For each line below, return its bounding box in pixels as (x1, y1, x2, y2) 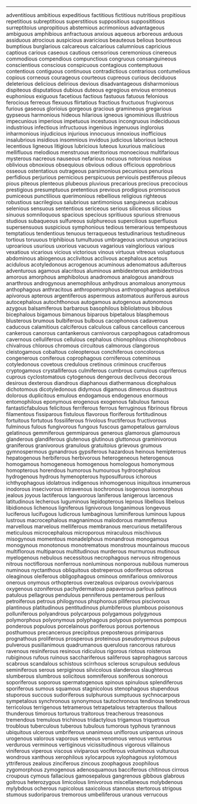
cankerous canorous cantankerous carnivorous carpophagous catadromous (6, 330, 190, 336)
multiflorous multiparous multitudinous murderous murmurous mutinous (6, 548, 180, 555)
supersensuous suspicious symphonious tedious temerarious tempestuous (6, 224, 188, 231)
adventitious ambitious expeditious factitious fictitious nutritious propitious (6, 12, 186, 18)
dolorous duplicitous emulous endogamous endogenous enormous (6, 392, 168, 399)
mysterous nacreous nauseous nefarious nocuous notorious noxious (6, 155, 172, 162)
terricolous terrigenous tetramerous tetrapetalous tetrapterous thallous (6, 704, 177, 711)
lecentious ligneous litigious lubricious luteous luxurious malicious (6, 143, 165, 150)
